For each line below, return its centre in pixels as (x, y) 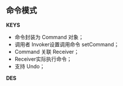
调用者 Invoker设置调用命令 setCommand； (67, 44)
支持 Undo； (30, 66)
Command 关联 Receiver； (47, 51)
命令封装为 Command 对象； (49, 37)
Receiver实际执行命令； (43, 59)
